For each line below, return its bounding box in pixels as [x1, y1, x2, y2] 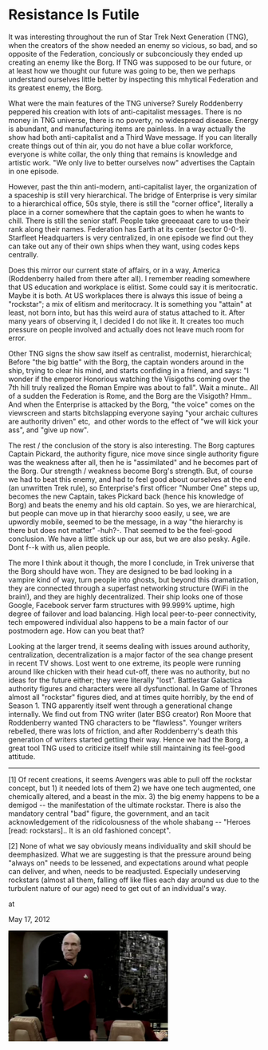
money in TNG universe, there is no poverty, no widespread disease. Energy [8, 115, 259, 125]
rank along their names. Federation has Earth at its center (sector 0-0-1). [8, 224, 247, 233]
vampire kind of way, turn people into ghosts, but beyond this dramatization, [8, 575, 259, 584]
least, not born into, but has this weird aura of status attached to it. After [8, 308, 246, 317]
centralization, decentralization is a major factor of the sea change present [8, 650, 254, 659]
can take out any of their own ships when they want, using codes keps [8, 241, 240, 251]
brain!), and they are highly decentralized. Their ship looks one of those [8, 591, 243, 601]
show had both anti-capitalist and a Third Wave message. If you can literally [8, 132, 258, 141]
